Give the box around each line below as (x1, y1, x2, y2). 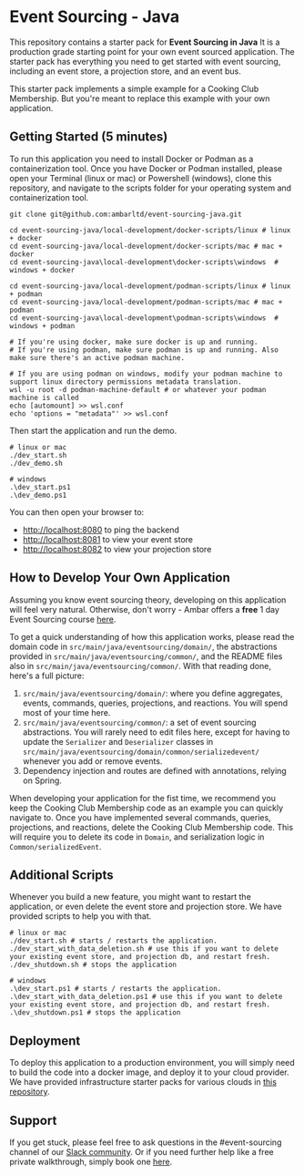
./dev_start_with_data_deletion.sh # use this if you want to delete (9, 944, 279, 954)
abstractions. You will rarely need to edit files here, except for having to (22, 727, 290, 738)
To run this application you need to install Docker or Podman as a (9, 153, 254, 164)
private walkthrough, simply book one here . (9, 1156, 173, 1167)
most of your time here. (22, 707, 111, 717)
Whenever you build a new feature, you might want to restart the (9, 892, 252, 903)
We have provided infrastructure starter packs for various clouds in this (9, 1077, 278, 1088)
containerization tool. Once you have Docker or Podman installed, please (9, 162, 283, 174)
